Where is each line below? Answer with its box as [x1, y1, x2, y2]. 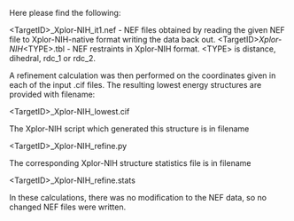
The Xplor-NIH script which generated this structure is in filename [9, 123, 250, 134]
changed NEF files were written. [9, 201, 127, 212]
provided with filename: [9, 89, 96, 99]
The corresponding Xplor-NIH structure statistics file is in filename [9, 158, 251, 168]
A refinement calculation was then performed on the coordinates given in [9, 70, 276, 81]
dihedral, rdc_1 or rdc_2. [9, 53, 96, 63]
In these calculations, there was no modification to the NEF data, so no [9, 193, 267, 202]
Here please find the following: [9, 8, 121, 18]
